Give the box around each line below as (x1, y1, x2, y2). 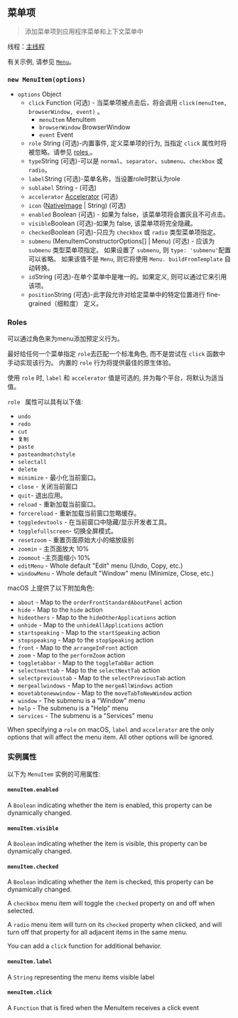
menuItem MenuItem (38, 115, 96, 124)
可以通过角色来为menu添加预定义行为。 (7, 334, 124, 343)
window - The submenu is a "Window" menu (17, 697, 146, 705)
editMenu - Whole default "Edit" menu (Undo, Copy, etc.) (17, 561, 183, 570)
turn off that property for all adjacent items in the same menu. (7, 928, 188, 937)
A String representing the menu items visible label (7, 972, 155, 981)
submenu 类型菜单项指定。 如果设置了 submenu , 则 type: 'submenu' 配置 (28, 246, 231, 254)
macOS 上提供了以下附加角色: (7, 583, 94, 593)
